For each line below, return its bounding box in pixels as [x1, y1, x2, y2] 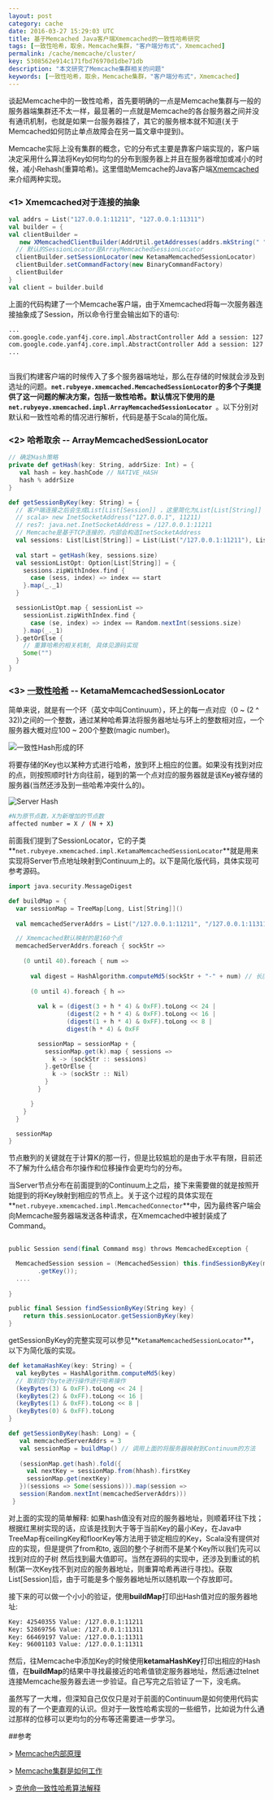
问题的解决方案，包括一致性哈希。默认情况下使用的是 [36, 392, 215, 402]
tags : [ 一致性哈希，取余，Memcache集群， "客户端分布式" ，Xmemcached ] [8, 42, 226, 50]
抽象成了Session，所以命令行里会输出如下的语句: [15, 309, 180, 319]
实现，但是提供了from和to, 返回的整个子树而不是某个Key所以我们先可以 [22, 1543, 262, 1554]
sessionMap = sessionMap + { [37, 1039, 136, 1048]
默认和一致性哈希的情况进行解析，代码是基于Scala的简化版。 [8, 412, 213, 422]
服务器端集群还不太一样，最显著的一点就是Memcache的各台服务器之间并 [8, 106, 253, 115]
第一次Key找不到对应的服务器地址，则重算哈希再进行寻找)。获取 [18, 1563, 233, 1574]
